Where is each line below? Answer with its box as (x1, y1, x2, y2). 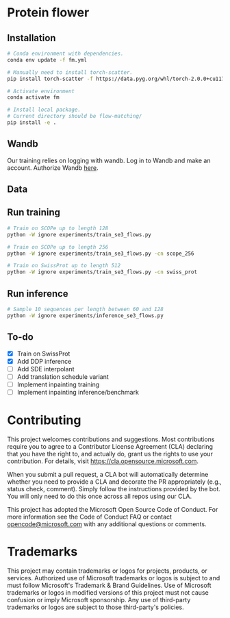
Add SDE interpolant (16, 364, 75, 373)
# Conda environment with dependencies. (7, 50, 125, 57)
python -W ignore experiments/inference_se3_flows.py (7, 312, 164, 319)
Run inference (7, 288, 68, 299)
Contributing (7, 412, 81, 428)
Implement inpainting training (16, 380, 100, 388)
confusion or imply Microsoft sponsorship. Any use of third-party (7, 595, 191, 604)
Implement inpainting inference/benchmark (16, 388, 139, 396)
